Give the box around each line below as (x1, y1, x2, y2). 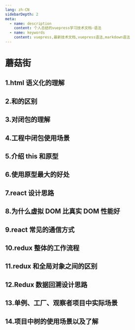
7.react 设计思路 (5, 189, 54, 197)
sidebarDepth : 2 (5, 12, 38, 17)
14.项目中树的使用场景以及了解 (5, 317, 99, 326)
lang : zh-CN (5, 7, 30, 12)
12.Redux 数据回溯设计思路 (5, 280, 88, 289)
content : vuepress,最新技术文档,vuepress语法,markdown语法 (14, 35, 131, 40)
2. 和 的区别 (5, 97, 38, 105)
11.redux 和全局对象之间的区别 (5, 262, 98, 271)
